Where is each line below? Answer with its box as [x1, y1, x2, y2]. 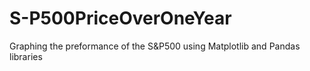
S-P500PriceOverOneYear [9, 7, 232, 30]
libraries [9, 50, 43, 62]
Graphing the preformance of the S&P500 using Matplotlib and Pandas [9, 40, 301, 52]
